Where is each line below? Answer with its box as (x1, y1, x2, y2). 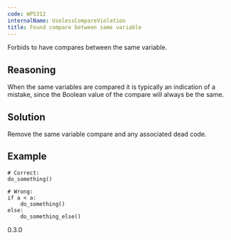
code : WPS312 (7, 10, 46, 18)
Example (7, 150, 47, 162)
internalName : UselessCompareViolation (7, 17, 126, 24)
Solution (7, 111, 46, 123)
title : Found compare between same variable (7, 24, 142, 31)
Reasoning (7, 63, 56, 75)
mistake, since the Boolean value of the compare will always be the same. (7, 90, 225, 99)
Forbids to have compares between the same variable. (7, 43, 168, 52)
